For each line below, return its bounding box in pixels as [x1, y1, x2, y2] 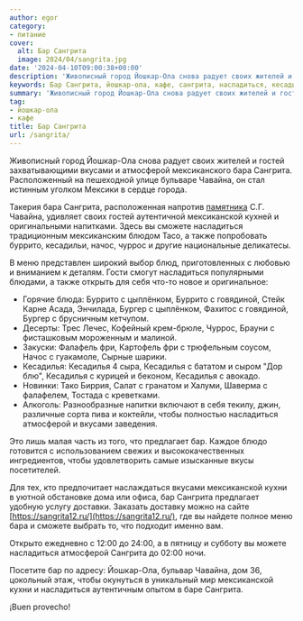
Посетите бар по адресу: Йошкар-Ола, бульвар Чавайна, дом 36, [9, 564, 262, 575]
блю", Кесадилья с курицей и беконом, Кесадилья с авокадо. [22, 370, 261, 381]
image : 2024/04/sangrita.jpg [17, 55, 127, 64]
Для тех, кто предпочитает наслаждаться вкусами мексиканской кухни [9, 481, 288, 492]
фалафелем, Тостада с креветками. [22, 389, 161, 400]
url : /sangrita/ [9, 131, 70, 140]
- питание [9, 30, 47, 39]
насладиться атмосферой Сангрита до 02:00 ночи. [9, 547, 207, 558]
